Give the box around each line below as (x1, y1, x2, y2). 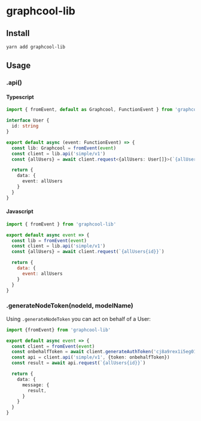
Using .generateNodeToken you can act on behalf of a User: (6, 315, 151, 322)
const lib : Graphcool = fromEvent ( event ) (11, 145, 117, 151)
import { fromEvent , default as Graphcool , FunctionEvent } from (6, 107, 172, 113)
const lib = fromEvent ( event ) (11, 237, 87, 243)
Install (6, 28, 30, 38)
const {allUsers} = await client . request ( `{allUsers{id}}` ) (11, 249, 165, 255)
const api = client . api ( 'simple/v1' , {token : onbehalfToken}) (11, 354, 170, 360)
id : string (11, 123, 39, 130)
